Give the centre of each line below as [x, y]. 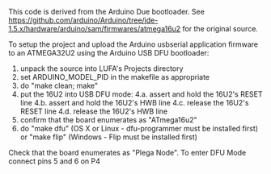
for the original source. [220, 29]
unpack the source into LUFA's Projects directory [102, 68]
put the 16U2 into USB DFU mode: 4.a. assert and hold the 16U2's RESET [141, 94]
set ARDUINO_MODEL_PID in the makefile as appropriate [115, 77]
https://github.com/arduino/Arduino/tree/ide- [83, 20]
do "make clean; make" [59, 85]
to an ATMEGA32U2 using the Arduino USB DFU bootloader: [109, 53]
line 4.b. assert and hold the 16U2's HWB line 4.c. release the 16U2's [134, 103]
